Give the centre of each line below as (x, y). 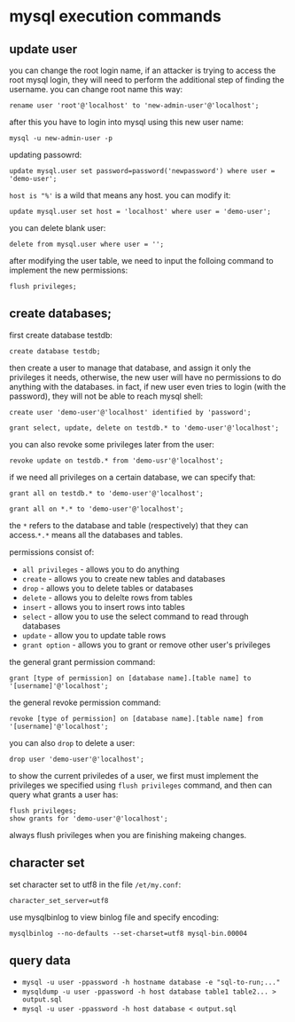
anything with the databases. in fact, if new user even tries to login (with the (147, 386)
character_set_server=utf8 (59, 900)
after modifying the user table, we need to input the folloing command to (141, 261)
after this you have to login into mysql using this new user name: (126, 122)
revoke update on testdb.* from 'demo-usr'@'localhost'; (116, 460)
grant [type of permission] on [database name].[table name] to (130, 678)
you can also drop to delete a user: (72, 742)
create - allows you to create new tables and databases (124, 578)
